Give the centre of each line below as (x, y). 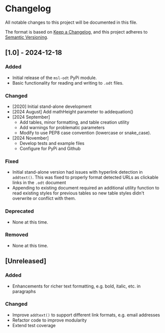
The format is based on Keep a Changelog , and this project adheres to (76, 32)
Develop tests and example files (52, 143)
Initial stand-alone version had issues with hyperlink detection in (77, 172)
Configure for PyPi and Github (50, 148)
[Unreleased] (26, 261)
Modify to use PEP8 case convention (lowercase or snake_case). (85, 133)
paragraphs (24, 291)
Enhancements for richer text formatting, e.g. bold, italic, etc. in (76, 286)
